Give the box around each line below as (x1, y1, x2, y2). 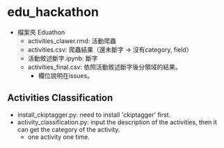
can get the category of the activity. (17, 125, 120, 133)
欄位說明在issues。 (38, 71, 94, 80)
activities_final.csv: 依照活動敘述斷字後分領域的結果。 (27, 63, 182, 71)
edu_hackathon (7, 4, 99, 20)
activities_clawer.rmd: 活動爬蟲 (27, 36, 116, 45)
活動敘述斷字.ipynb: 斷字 (27, 54, 98, 63)
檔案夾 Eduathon (17, 28, 65, 36)
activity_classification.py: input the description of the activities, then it (17, 117, 217, 126)
